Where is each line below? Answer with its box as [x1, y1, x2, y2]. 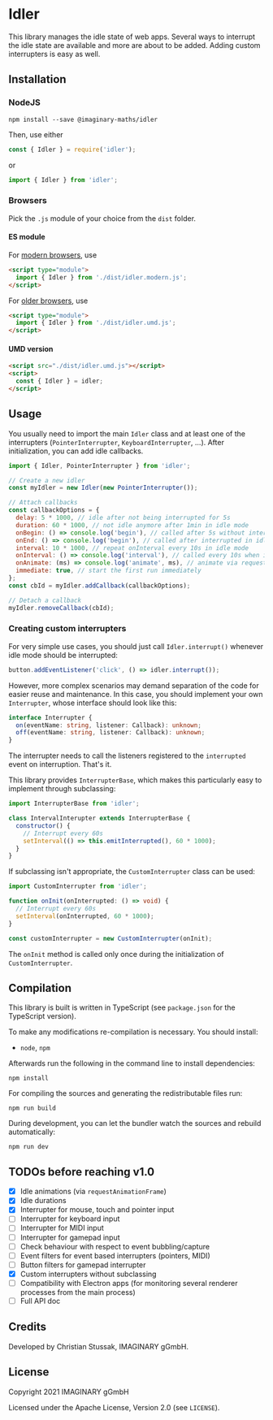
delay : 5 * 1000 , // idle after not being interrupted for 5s [15, 513, 231, 522]
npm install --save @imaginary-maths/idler [8, 115, 158, 123]
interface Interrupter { [8, 713, 93, 721]
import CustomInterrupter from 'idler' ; [8, 882, 148, 890]
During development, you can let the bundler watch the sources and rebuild [8, 1119, 262, 1128]
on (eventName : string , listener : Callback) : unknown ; [15, 721, 201, 729]
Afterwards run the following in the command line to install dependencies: [8, 1059, 256, 1068]
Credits [8, 1320, 47, 1334]
